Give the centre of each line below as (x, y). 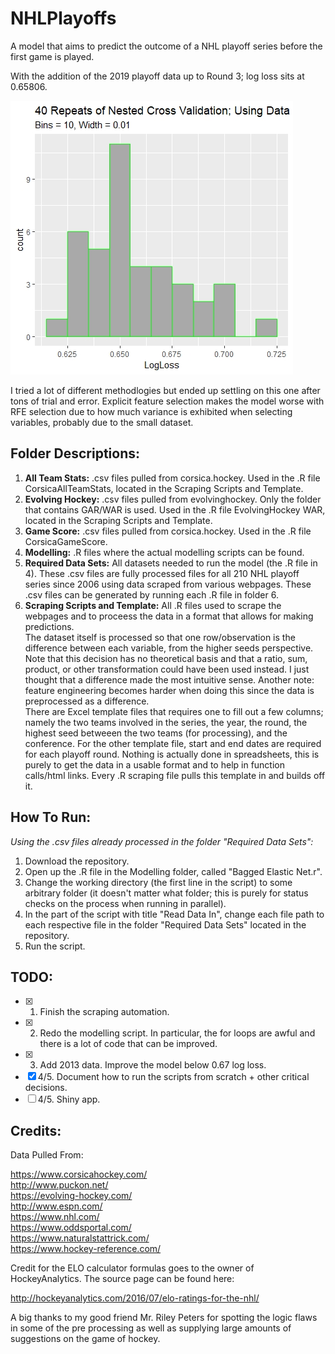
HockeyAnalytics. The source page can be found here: (122, 1279)
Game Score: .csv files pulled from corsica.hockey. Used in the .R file (168, 531)
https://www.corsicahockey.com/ (79, 1174)
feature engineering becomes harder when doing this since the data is (169, 690)
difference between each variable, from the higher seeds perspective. (169, 648)
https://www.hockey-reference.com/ (86, 1249)
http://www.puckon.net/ (59, 1185)
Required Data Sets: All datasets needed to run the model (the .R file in (171, 563)
